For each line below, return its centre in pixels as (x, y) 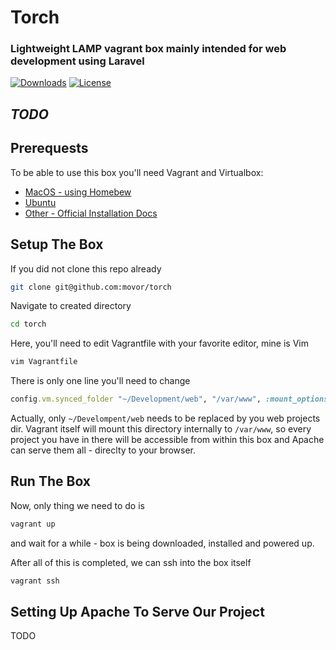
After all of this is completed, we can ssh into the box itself (131, 562)
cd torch (28, 324)
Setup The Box (57, 244)
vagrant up (33, 524)
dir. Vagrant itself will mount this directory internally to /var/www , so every (161, 429)
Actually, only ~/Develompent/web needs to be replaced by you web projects (165, 418)
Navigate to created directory (71, 306)
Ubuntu (40, 202)
